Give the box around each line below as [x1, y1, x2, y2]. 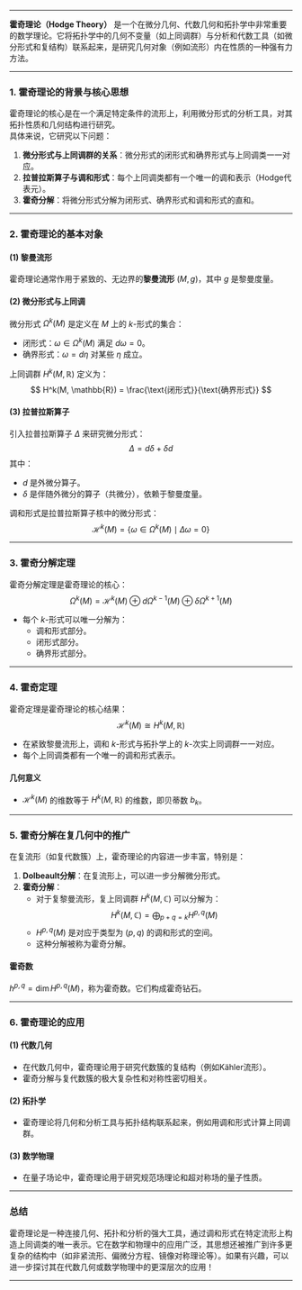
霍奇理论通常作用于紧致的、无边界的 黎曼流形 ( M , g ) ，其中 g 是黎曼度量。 [9, 274, 279, 285]
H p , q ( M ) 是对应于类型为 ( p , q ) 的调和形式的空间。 [35, 925, 218, 938]
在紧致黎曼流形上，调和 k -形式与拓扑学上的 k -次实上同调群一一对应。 [22, 739, 280, 749]
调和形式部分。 [35, 625, 92, 636]
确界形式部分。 [35, 648, 92, 659]
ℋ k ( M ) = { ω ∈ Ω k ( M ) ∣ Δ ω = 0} [92, 522, 210, 534]
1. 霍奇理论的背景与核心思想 [9, 86, 129, 98]
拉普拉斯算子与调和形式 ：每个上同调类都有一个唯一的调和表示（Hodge [22, 172, 284, 183]
